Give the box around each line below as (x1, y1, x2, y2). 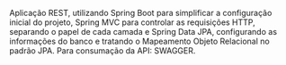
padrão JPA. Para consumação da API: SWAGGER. (9, 45, 196, 56)
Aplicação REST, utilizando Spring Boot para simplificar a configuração (9, 8, 273, 18)
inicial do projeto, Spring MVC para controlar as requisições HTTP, (9, 17, 256, 28)
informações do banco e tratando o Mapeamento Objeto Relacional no (9, 36, 270, 46)
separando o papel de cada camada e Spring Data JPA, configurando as (9, 27, 277, 37)
